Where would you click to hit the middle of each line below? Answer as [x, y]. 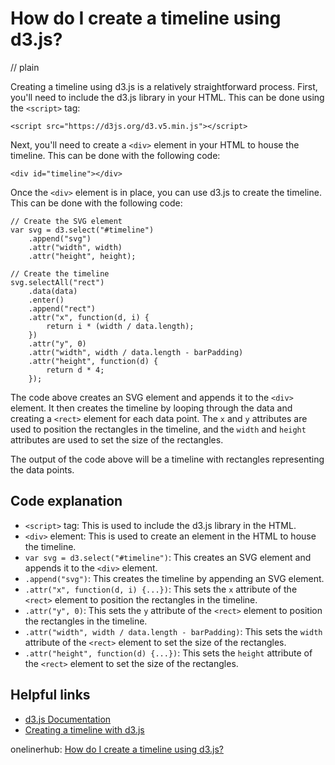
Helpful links [50, 695]
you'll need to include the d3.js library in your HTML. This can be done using [167, 97]
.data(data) [53, 291]
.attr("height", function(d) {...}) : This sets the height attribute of [168, 653]
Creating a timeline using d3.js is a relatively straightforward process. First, [164, 86]
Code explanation [66, 501]
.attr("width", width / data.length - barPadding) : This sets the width [173, 631]
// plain [25, 67]
